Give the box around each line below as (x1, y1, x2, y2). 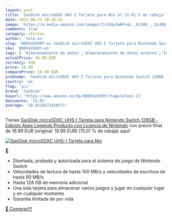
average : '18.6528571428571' (5, 103, 68, 108)
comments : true (5, 27, 38, 32)
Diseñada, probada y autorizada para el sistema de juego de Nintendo (12, 157, 160, 164)
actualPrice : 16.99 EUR (5, 55, 56, 61)
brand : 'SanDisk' (5, 88, 42, 94)
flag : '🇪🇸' (5, 84, 31, 89)
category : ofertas (5, 31, 45, 36)
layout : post (5, 7, 33, 13)
